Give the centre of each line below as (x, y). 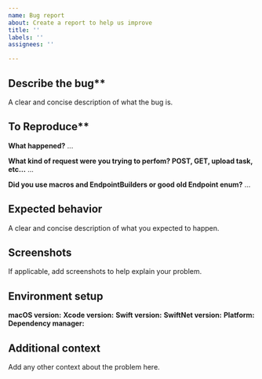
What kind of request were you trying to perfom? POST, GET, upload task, (131, 161)
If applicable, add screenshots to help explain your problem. (105, 271)
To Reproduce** (49, 127)
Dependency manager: (46, 323)
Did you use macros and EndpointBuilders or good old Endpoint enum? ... (129, 184)
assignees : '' (31, 45)
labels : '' (26, 37)
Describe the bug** (57, 83)
